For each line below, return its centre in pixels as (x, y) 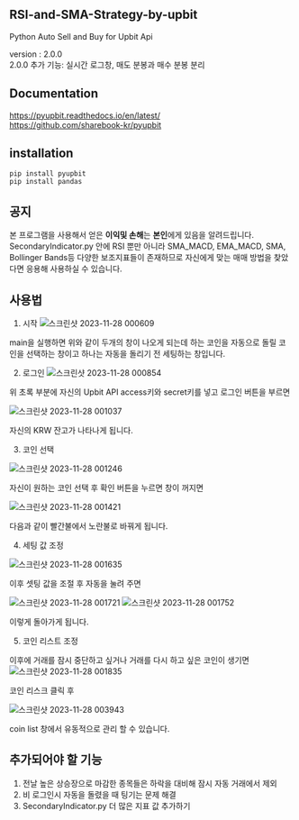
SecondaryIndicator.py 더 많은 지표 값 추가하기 (106, 806)
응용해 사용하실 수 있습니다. (74, 269)
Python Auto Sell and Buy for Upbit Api (81, 36)
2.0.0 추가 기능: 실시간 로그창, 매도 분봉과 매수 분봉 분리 (107, 64)
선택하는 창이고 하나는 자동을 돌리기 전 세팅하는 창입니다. (126, 354)
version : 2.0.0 (36, 54)
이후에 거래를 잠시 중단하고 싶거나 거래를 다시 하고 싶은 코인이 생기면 (129, 661)
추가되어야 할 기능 (56, 760)
